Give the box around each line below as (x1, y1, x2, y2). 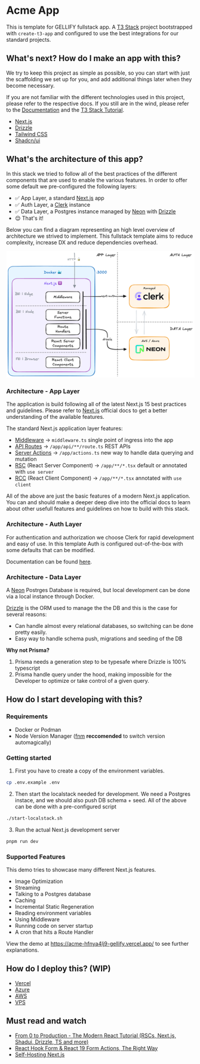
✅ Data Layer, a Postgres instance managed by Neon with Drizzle (14, 207, 176, 215)
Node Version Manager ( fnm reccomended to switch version (14, 732, 165, 740)
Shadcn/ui (14, 137, 41, 144)
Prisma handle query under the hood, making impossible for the (14, 671, 172, 678)
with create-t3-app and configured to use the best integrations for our (6, 29, 179, 36)
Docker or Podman (14, 726, 61, 733)
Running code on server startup (14, 922, 94, 929)
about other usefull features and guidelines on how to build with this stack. (6, 505, 190, 513)
